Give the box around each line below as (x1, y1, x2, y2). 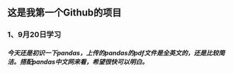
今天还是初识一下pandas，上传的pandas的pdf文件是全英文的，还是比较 (7, 48, 220, 57)
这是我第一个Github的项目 (7, 6, 122, 19)
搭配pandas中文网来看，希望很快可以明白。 (19, 57, 149, 66)
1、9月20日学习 (7, 30, 62, 40)
